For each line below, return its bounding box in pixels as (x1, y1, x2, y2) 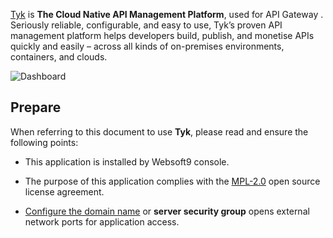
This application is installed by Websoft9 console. (24, 155, 230, 168)
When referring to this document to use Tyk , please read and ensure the (10, 125, 309, 138)
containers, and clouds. (10, 51, 108, 63)
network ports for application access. (24, 215, 180, 228)
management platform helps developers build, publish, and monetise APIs (10, 30, 315, 41)
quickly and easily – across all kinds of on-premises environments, (10, 40, 285, 52)
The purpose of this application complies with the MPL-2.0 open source (24, 175, 321, 187)
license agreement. (24, 185, 105, 198)
